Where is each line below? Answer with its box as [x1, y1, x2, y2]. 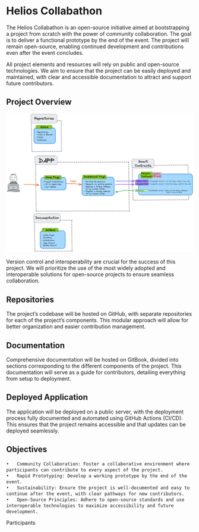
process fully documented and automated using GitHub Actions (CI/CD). [6, 414, 183, 421]
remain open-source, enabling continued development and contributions [6, 43, 184, 50]
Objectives [6, 444, 48, 455]
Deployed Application [6, 392, 88, 403]
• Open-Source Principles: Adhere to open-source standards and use [6, 496, 185, 503]
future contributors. [6, 79, 54, 87]
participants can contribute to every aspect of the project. [6, 466, 163, 473]
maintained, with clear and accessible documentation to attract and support [6, 73, 192, 80]
